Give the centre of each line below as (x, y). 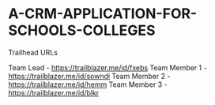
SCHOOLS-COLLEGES (82, 30)
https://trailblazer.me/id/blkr (54, 92)
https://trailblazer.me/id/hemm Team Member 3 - (88, 84)
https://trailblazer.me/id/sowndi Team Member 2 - (89, 76)
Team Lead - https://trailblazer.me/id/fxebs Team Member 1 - (107, 67)
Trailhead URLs (33, 52)
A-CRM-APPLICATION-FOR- (103, 14)
